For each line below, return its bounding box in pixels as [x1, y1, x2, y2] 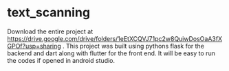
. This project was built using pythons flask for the [63, 42, 205, 50]
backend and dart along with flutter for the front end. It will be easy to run [7, 49, 215, 57]
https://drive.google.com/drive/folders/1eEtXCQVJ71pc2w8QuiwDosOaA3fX [7, 34, 222, 42]
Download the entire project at [7, 27, 94, 35]
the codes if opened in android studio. [7, 56, 116, 64]
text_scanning [7, 5, 91, 20]
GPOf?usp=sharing [7, 42, 62, 50]
